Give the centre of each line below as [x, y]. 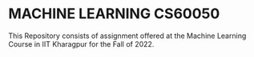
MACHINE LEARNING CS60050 [114, 14]
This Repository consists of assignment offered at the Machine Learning [127, 36]
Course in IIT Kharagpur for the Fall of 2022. [81, 44]
